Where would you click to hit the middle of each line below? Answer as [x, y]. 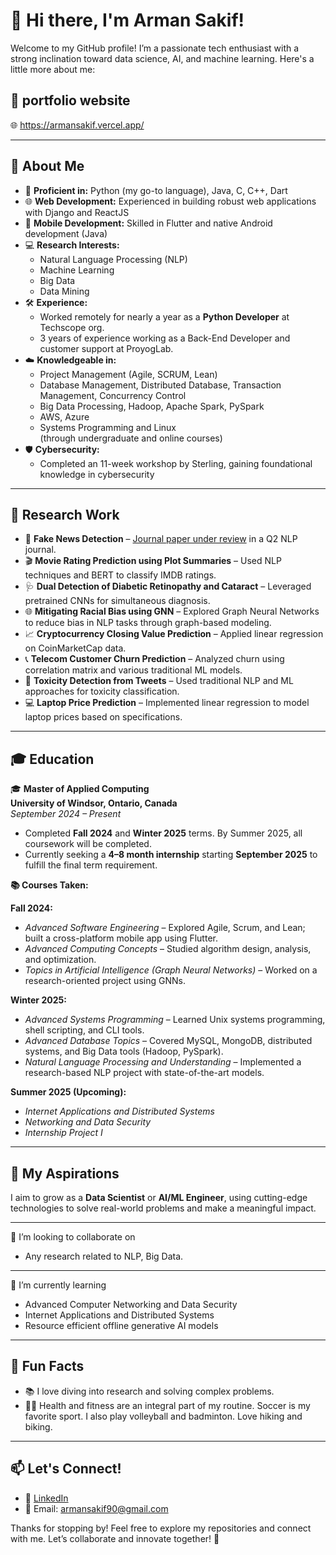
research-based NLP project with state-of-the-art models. [144, 1073]
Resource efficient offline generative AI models [121, 1325]
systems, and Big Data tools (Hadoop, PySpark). [124, 1051]
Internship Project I [63, 1133]
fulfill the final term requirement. [91, 865]
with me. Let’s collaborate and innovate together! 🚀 [115, 1538]
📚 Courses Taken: [49, 885]
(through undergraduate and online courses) [131, 438]
